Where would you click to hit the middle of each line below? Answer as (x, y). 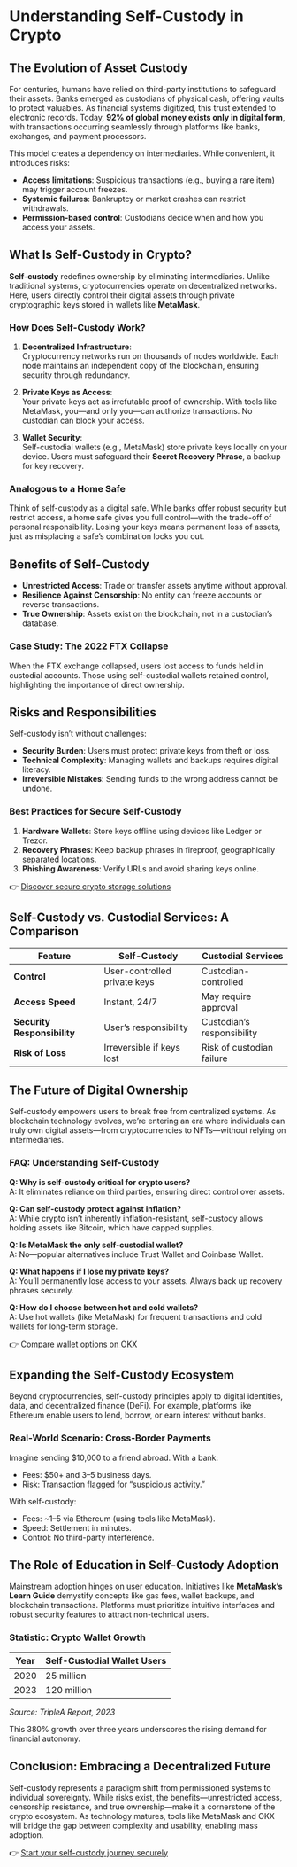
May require (227, 996)
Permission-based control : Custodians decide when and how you (143, 218)
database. (40, 623)
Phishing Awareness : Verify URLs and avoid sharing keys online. (140, 868)
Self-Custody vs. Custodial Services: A (119, 918)
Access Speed (45, 1002)
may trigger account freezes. (75, 189)
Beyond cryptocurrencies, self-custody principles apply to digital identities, (146, 1396)
